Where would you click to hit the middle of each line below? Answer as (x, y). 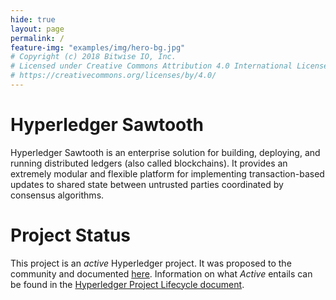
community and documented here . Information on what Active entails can (161, 273)
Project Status (71, 235)
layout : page (37, 29)
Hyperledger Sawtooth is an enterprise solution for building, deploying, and (165, 152)
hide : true (33, 19)
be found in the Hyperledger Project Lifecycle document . (127, 284)
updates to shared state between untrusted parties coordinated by (147, 184)
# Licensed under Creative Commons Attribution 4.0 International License (169, 66)
